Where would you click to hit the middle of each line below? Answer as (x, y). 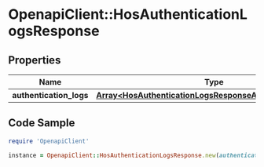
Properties (35, 60)
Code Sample (42, 123)
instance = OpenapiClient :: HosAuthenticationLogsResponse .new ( (114, 155)
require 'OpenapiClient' (49, 141)
